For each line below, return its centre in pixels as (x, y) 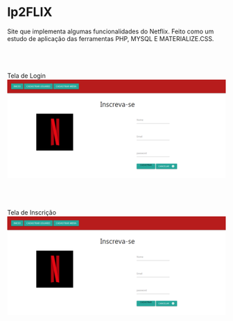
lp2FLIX (30, 12)
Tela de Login (27, 75)
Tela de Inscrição (32, 213)
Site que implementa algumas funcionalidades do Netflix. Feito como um (111, 31)
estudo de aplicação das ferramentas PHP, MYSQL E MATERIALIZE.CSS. (111, 38)
